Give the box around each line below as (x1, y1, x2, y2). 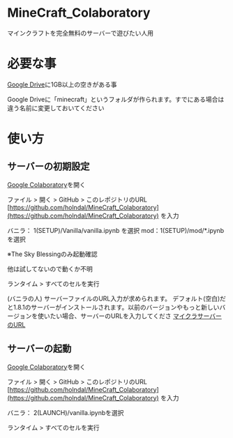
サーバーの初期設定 (7, 160, 90, 172)
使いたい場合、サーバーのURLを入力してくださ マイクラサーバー (37, 312, 222, 320)
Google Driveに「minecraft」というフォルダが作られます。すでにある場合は (7, 95, 225, 103)
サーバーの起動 (7, 343, 72, 355)
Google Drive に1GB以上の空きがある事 (7, 80, 117, 89)
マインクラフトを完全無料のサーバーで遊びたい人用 (7, 29, 154, 37)
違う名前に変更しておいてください (7, 103, 105, 112)
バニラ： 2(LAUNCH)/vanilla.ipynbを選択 (7, 408, 124, 416)
